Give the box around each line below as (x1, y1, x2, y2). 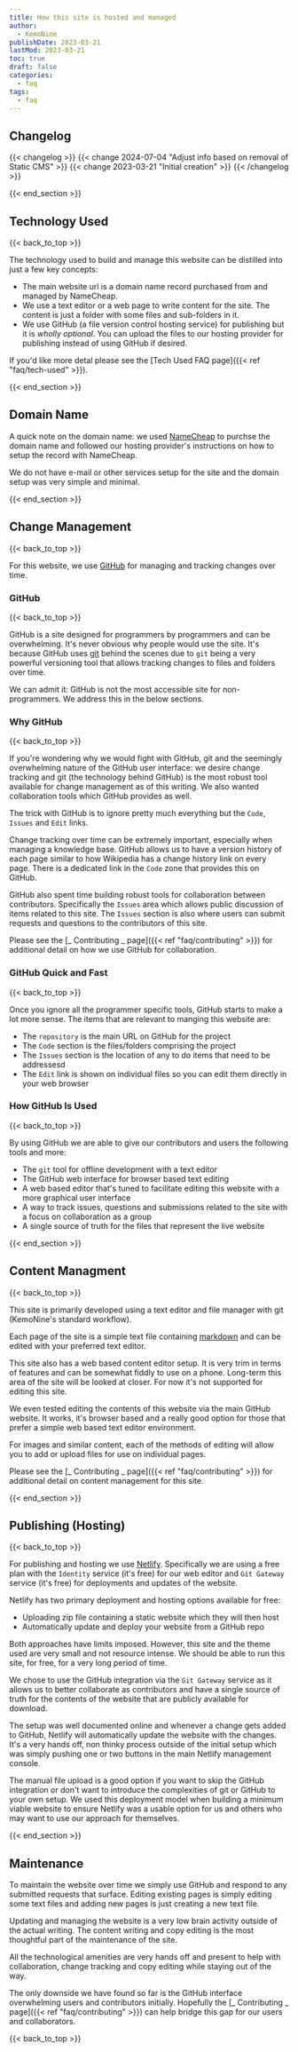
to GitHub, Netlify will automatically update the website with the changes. (9, 1730, 277, 1740)
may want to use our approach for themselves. (9, 1813, 180, 1824)
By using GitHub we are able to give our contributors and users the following (9, 1137, 289, 1148)
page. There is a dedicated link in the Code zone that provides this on (9, 863, 260, 874)
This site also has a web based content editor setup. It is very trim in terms (9, 1358, 282, 1368)
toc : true (9, 54, 46, 63)
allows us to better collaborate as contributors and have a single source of (9, 1684, 281, 1695)
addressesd (21, 1058, 66, 1070)
